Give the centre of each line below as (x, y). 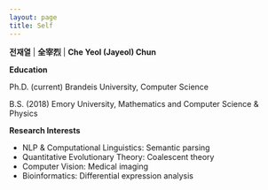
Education (28, 69)
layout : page (33, 17)
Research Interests (45, 130)
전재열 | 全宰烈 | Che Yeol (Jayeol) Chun (83, 52)
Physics (24, 113)
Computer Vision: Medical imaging (85, 166)
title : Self (31, 26)
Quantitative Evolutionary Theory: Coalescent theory (118, 156)
